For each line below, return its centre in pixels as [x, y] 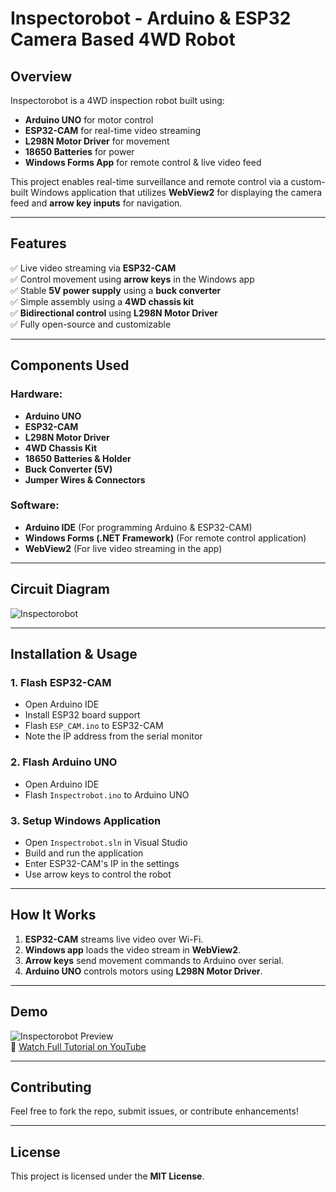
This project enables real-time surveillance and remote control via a [149, 181]
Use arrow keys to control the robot [98, 874]
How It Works [53, 915]
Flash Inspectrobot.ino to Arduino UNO [107, 794]
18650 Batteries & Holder [78, 458]
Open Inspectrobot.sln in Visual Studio [106, 842]
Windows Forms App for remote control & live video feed [143, 162]
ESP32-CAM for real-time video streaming [113, 130]
